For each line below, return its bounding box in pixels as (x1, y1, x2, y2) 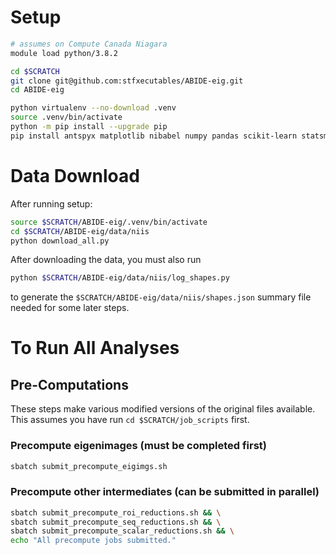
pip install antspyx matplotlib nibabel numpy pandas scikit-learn (10, 131, 298, 141)
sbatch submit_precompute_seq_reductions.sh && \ (10, 517, 222, 527)
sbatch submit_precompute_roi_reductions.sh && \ (10, 507, 222, 518)
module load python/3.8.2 (10, 48, 118, 58)
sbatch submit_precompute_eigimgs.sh (10, 461, 168, 471)
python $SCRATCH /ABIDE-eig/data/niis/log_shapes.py (10, 273, 230, 283)
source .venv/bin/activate (10, 112, 123, 123)
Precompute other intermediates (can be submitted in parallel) (10, 485, 320, 499)
